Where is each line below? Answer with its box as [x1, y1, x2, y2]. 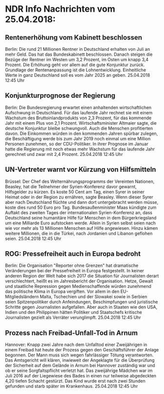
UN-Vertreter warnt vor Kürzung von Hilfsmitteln [5, 165, 156, 174]
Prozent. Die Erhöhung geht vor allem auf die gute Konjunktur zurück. [5, 62, 145, 67]
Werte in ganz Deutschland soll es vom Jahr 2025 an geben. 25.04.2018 [5, 72, 150, 78]
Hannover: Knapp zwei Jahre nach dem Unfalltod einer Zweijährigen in [5, 342, 147, 348]
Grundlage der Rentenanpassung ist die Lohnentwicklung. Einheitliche [5, 67, 146, 73]
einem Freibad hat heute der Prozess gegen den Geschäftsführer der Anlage [5, 347, 159, 353]
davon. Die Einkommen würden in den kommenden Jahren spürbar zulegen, [5, 131, 158, 136]
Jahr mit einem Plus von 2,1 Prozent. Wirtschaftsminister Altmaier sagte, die [5, 120, 157, 126]
